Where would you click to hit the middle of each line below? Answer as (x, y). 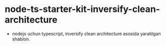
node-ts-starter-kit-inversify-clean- (82, 9)
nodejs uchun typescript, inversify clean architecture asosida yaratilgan (86, 33)
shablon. (21, 39)
